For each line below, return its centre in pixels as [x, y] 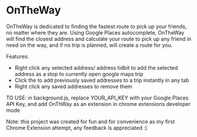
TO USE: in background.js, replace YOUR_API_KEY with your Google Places [97, 98]
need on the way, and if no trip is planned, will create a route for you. [89, 45]
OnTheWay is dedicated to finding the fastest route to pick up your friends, [96, 26]
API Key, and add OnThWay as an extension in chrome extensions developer [98, 104]
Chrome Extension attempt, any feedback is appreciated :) [77, 128]
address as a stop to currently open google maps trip [79, 74]
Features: [18, 56]
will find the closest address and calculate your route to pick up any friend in [99, 39]
